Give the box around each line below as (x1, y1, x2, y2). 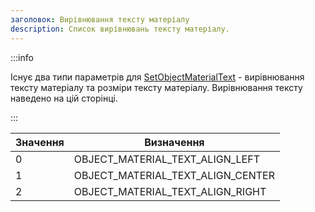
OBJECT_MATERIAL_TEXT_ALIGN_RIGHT (73, 184, 267, 198)
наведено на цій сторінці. (10, 92, 118, 104)
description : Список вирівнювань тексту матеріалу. (10, 24, 230, 34)
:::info (10, 51, 34, 63)
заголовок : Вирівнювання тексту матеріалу (10, 14, 190, 25)
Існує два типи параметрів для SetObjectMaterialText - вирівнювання (10, 71, 305, 83)
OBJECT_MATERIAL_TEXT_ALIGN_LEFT (73, 152, 260, 166)
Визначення (144, 135, 205, 149)
